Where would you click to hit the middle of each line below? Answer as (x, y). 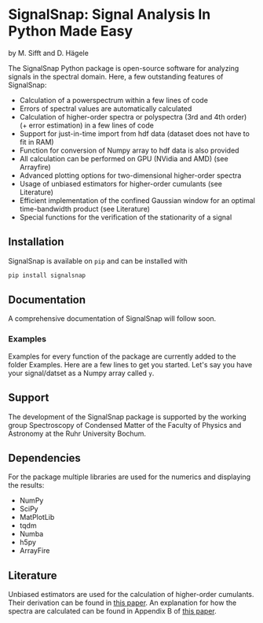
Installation (36, 242)
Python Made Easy (71, 31)
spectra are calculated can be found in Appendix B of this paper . (113, 611)
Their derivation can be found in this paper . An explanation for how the (122, 603)
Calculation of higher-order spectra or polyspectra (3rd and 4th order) (133, 116)
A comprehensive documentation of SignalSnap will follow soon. (112, 319)
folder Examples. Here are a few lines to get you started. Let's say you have (130, 364)
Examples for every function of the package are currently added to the (122, 356)
